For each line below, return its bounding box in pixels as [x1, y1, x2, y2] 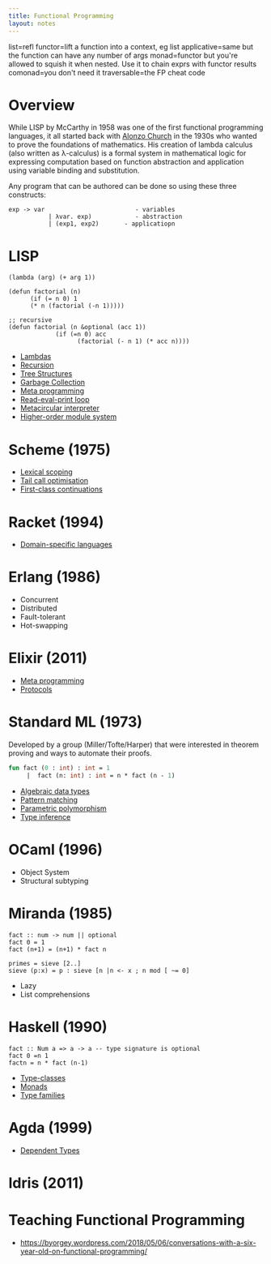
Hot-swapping [19, 621, 69, 631]
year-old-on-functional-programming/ [19, 1246, 148, 1256]
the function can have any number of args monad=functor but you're [8, 50, 239, 60]
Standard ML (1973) [8, 713, 143, 731]
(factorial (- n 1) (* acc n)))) [77, 337, 190, 345]
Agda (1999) [8, 1118, 93, 1137]
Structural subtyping [19, 876, 89, 885]
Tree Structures [19, 369, 73, 379]
